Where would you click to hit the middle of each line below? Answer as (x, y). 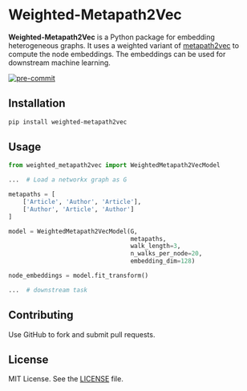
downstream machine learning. (59, 63)
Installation (37, 103)
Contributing (41, 315)
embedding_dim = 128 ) (163, 261)
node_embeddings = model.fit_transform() (79, 276)
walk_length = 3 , (156, 246)
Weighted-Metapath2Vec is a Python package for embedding (111, 37)
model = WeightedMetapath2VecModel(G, (73, 231)
